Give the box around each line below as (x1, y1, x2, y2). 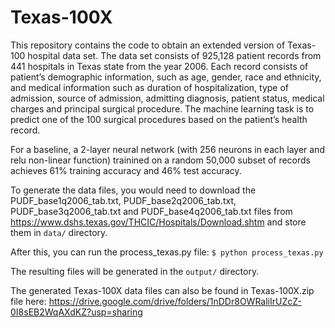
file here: (10, 295, 47, 307)
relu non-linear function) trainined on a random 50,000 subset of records (10, 154, 312, 166)
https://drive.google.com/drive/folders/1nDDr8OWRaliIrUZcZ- (48, 295, 302, 307)
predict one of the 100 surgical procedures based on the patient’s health (10, 113, 308, 125)
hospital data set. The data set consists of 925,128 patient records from (27, 49, 322, 61)
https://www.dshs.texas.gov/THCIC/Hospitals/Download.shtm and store (10, 216, 307, 228)
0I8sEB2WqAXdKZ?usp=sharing (10, 306, 143, 318)
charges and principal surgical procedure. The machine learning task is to (10, 102, 315, 115)
